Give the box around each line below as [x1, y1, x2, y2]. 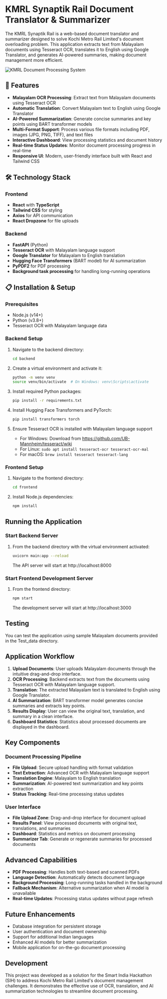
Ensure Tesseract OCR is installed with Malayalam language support [12, 426, 153, 432]
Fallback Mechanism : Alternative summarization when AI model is [12, 885, 149, 891]
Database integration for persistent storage [12, 923, 101, 929]
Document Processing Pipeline [5, 753, 81, 760]
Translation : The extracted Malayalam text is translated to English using [12, 687, 161, 693]
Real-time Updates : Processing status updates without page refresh [12, 896, 154, 902]
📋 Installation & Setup [5, 283, 76, 292]
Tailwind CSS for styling [12, 207, 63, 213]
